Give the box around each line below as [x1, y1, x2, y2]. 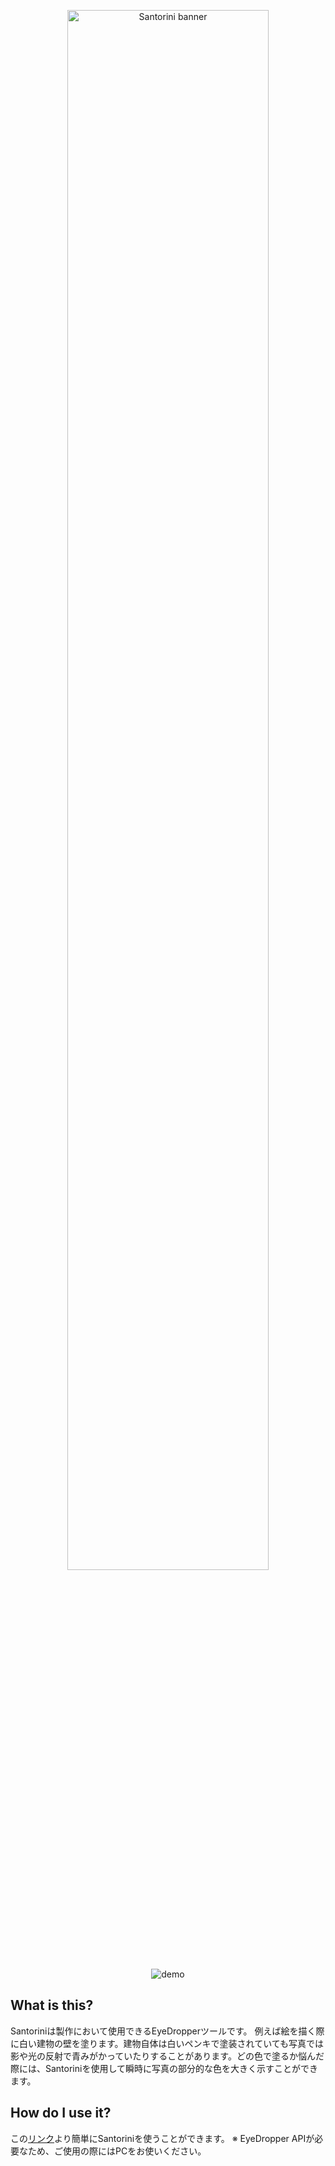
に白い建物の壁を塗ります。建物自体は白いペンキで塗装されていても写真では [10, 2037, 325, 2049]
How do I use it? [10, 2105, 112, 2122]
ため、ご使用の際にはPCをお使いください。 [27, 2145, 207, 2157]
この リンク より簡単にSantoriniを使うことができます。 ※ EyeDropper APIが [10, 2132, 315, 2144]
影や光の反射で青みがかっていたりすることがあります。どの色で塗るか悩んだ [10, 2050, 325, 2062]
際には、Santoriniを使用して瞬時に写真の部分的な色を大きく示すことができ [10, 2062, 318, 2074]
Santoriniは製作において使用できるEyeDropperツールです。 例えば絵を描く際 [10, 2025, 325, 2037]
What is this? [10, 1997, 94, 2014]
